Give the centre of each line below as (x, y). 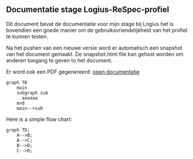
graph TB (17, 82)
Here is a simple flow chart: (39, 119)
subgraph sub (33, 93)
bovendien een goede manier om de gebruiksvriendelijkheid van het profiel (97, 30)
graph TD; (18, 130)
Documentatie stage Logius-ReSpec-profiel (88, 10)
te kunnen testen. (27, 36)
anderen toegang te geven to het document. (59, 60)
